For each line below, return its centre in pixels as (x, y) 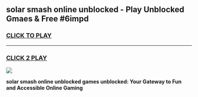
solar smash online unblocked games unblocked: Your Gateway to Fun (94, 81)
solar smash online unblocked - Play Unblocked (95, 10)
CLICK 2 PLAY (27, 58)
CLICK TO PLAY (29, 36)
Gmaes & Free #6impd (47, 19)
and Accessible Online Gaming (44, 88)
